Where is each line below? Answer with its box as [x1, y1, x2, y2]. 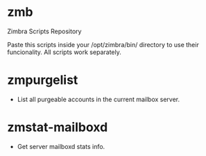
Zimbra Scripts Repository [7, 27, 82, 35]
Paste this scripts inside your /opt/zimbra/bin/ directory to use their [7, 40, 199, 49]
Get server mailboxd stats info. [17, 142, 105, 150]
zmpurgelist [7, 72, 78, 88]
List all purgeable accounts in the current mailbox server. [17, 95, 180, 103]
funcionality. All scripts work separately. [7, 48, 121, 56]
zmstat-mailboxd [7, 119, 108, 135]
